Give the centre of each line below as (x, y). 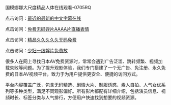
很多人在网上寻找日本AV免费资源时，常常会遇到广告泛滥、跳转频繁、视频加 (84, 61)
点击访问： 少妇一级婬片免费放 (36, 50)
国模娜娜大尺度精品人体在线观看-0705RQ (48, 7)
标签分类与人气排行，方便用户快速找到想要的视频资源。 (81, 97)
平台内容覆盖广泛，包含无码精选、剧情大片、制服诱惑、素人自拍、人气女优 (83, 85)
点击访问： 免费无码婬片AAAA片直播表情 (47, 29)
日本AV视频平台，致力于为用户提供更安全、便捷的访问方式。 (77, 74)
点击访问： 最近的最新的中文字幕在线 (43, 18)
